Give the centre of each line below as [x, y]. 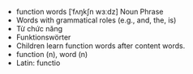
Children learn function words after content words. [101, 46]
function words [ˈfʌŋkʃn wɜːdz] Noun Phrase [90, 12]
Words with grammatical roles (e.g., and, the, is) [96, 20]
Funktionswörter [43, 37]
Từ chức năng [39, 29]
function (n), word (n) [52, 54]
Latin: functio [38, 63]
